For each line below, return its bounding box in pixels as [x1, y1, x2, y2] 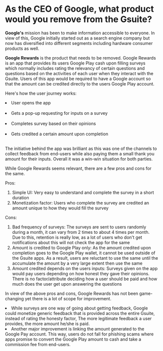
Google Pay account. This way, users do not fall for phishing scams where [5, 331, 154, 337]
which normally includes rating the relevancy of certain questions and [5, 65, 145, 71]
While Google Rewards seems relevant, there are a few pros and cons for [5, 165, 152, 171]
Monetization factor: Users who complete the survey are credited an [12, 200, 149, 206]
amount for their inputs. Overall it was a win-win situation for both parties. [5, 156, 153, 162]
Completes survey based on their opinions [11, 121, 96, 126]
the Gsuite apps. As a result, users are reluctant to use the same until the [12, 255, 158, 261]
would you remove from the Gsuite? [5, 14, 152, 25]
